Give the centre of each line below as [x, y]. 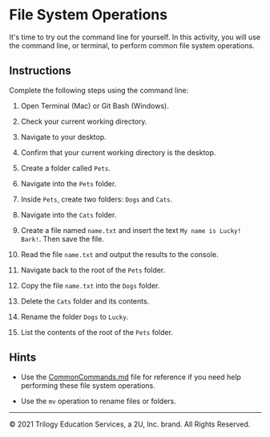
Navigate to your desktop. [63, 137]
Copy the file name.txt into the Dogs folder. [90, 285]
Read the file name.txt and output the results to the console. [119, 254]
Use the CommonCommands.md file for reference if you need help [131, 377]
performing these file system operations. [88, 385]
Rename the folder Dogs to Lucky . [75, 317]
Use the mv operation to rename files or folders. [99, 401]
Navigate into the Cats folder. [69, 214]
